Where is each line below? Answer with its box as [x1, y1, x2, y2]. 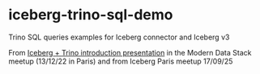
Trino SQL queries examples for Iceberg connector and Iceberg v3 [8, 32, 230, 42]
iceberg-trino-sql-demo [8, 6, 173, 24]
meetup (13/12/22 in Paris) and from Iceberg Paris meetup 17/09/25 [8, 56, 233, 66]
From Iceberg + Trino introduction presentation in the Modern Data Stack [8, 47, 252, 57]
